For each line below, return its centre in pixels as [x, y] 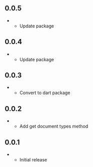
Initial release [33, 160]
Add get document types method [54, 127]
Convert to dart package [45, 93]
